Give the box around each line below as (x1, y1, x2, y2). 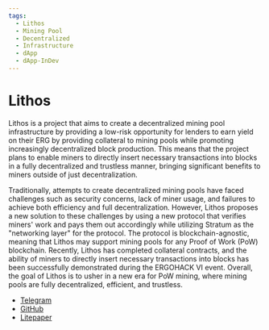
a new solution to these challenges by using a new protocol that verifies (8, 211, 246, 220)
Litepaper (19, 312, 52, 322)
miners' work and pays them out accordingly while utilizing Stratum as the (8, 219, 255, 229)
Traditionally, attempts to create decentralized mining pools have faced (8, 185, 244, 194)
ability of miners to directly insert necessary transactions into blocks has (8, 253, 250, 263)
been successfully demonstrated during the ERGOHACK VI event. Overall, (8, 262, 254, 272)
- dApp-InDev (15, 57, 60, 65)
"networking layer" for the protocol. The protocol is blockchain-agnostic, (8, 228, 250, 238)
